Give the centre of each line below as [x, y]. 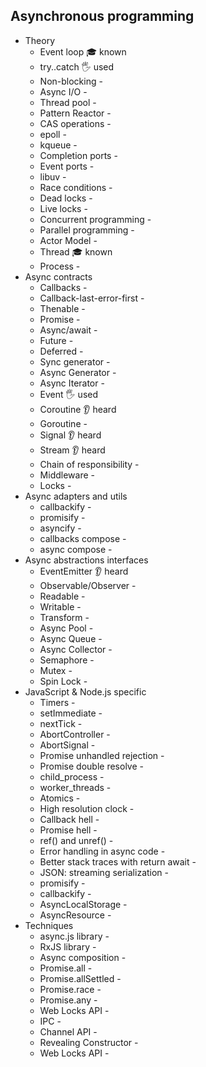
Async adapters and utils [76, 496]
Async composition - [83, 957]
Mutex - [56, 670]
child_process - [72, 776]
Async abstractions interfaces [86, 560]
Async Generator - [78, 372]
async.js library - [74, 936]
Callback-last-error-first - [92, 298]
